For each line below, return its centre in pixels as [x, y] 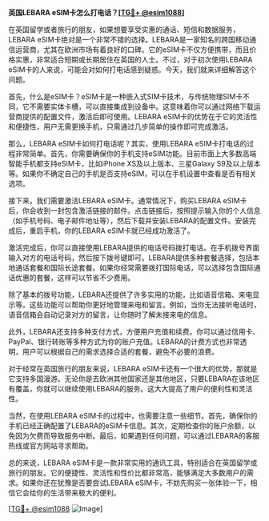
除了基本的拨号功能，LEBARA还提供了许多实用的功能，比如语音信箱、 [123, 295]
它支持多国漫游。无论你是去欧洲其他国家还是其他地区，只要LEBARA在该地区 [134, 379]
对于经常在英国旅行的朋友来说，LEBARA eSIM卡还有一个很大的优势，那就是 [133, 369]
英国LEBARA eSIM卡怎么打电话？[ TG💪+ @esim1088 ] [96, 12]
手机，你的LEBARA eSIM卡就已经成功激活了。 [118, 230]
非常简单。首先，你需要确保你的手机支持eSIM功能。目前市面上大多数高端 [136, 154]
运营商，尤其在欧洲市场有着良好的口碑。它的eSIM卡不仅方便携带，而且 [132, 50]
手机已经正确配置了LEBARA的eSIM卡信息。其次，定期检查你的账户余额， [128, 426]
